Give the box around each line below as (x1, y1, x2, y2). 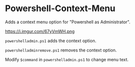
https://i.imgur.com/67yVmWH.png (5, 28, 75, 34)
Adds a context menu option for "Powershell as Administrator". (5, 19, 131, 25)
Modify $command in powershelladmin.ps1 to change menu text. (5, 56, 129, 62)
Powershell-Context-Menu (5, 3, 116, 14)
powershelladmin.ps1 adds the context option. (5, 37, 97, 44)
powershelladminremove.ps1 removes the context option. (5, 47, 117, 53)
